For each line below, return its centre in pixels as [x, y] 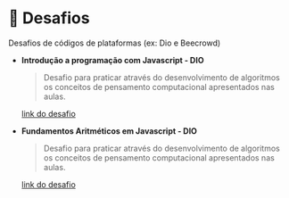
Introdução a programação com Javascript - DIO [112, 60]
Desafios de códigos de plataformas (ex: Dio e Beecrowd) [115, 43]
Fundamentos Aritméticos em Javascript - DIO [109, 131]
